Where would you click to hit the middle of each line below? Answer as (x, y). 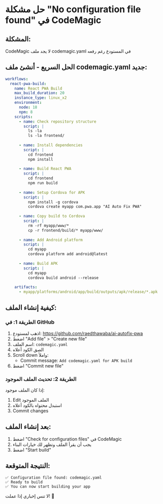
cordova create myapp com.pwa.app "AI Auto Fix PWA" (85, 207)
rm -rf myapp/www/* (48, 226)
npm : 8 (26, 112)
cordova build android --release (63, 278)
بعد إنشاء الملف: (28, 427)
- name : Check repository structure (57, 121)
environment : (28, 103)
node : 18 (28, 107)
